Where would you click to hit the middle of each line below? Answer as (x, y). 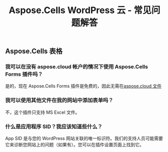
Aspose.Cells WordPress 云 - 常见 (80, 10)
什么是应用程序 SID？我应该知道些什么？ (54, 126)
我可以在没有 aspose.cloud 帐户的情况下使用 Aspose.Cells (77, 67)
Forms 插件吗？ (24, 74)
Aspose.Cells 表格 (34, 51)
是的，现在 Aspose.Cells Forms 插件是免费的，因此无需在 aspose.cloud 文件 (83, 86)
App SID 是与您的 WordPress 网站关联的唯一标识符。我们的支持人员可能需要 (84, 138)
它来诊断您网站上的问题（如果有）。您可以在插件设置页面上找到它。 (75, 145)
